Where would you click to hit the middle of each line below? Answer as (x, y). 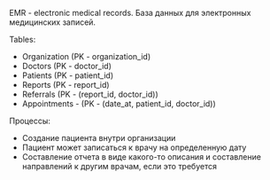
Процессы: (30, 121)
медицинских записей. (52, 22)
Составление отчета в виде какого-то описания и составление (141, 157)
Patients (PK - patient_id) (68, 75)
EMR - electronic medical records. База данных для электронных (130, 13)
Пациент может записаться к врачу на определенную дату (134, 147)
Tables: (23, 39)
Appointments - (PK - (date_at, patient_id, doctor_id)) (119, 104)
